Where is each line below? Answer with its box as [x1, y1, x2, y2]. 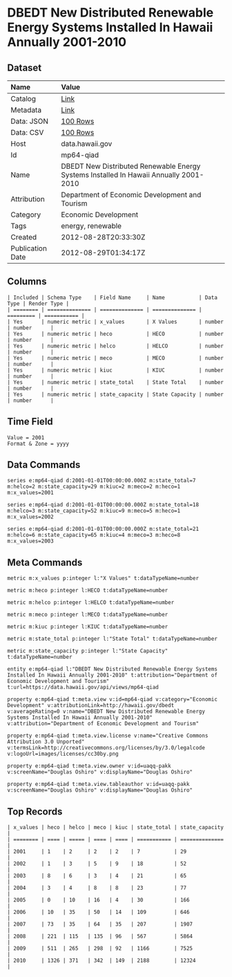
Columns [7, 275, 47, 288]
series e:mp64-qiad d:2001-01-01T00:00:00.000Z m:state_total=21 [7, 526, 199, 533]
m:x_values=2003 [7, 538, 54, 545]
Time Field [7, 416, 53, 428]
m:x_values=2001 [7, 489, 54, 496]
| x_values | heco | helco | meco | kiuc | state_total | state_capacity [7, 824, 224, 831]
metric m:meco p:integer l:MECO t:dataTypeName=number [7, 611, 168, 619]
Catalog [10, 94, 37, 103]
